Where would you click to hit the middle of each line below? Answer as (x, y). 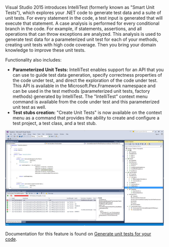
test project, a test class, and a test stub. (55, 123)
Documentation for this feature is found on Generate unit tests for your (78, 233)
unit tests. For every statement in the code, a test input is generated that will (84, 18)
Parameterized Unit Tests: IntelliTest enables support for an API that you (88, 70)
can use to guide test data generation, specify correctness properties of (87, 75)
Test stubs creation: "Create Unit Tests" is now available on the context (87, 112)
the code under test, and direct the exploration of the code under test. (85, 80)
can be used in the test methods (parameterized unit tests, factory (81, 91)
